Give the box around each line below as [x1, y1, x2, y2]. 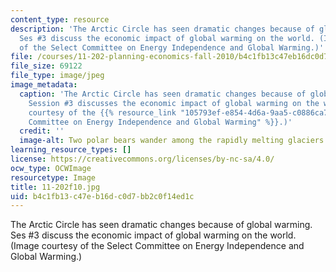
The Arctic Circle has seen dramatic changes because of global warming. [10, 219, 313, 231]
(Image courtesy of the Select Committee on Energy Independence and [10, 240, 305, 252]
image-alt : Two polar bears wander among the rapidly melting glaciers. [19, 136, 329, 146]
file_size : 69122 [10, 61, 83, 71]
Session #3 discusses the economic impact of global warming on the [28, 98, 320, 108]
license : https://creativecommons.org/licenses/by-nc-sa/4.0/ [10, 154, 275, 164]
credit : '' [19, 126, 65, 136]
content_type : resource [10, 14, 110, 25]
